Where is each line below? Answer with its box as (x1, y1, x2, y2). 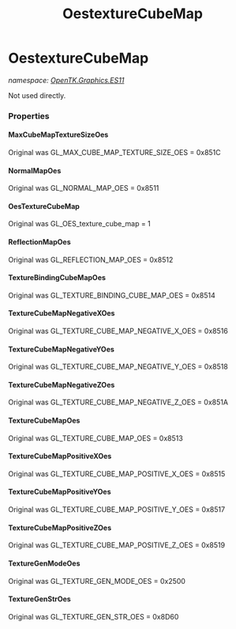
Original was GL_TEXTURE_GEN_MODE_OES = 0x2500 (8, 576, 185, 585)
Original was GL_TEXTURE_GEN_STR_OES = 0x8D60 (8, 612, 179, 621)
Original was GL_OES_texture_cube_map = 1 (8, 219, 152, 229)
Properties (8, 110, 50, 121)
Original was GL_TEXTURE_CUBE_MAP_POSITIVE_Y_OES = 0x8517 (8, 505, 226, 514)
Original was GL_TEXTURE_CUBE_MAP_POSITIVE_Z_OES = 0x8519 (8, 540, 226, 550)
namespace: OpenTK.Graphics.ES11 (8, 75, 125, 85)
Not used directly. (8, 90, 66, 100)
